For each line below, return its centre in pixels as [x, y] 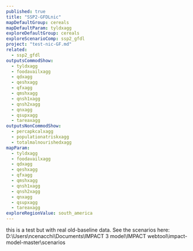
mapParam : [18, 148]
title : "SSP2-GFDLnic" [34, 17]
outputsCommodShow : [30, 60]
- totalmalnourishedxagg [42, 142]
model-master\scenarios [36, 242]
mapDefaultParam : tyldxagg [39, 28]
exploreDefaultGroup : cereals [43, 33]
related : [17, 50]
